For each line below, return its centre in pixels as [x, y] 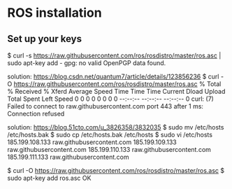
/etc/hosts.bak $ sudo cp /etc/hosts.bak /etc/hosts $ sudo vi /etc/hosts [110, 135]
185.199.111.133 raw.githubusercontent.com [68, 157]
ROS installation [55, 13]
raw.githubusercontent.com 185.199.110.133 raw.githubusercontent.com [109, 149]
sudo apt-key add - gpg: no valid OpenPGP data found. [87, 63]
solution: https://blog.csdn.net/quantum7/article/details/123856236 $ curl [113, 76]
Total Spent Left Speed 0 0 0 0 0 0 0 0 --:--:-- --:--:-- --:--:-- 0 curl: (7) [111, 99]
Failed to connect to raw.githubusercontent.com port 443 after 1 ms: [106, 106]
